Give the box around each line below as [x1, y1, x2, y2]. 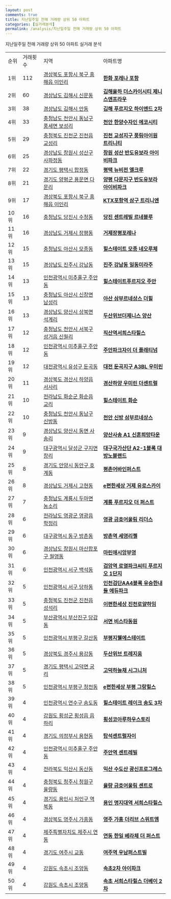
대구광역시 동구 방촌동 [43, 533, 93, 540]
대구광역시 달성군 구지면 [43, 445, 98, 452]
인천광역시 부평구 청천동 [43, 684, 98, 691]
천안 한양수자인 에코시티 [103, 119, 158, 126]
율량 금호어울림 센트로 [103, 782, 153, 789]
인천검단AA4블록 [103, 580, 142, 587]
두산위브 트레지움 [103, 650, 142, 658]
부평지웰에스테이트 [103, 635, 146, 642]
